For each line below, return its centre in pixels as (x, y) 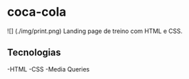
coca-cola (37, 12)
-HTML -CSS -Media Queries (48, 69)
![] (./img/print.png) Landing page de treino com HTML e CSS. (95, 31)
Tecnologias (34, 53)
